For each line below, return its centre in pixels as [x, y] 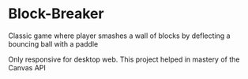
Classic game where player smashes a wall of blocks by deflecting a [119, 36]
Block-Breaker [56, 14]
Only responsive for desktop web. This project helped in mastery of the [124, 59]
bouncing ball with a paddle [53, 43]
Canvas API [27, 67]
